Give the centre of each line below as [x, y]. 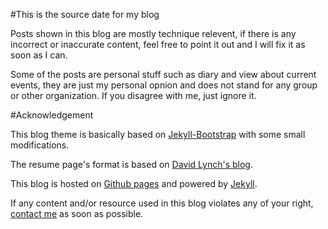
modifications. [40, 145]
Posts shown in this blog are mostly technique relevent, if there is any [153, 33]
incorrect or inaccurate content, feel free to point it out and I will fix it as [158, 44]
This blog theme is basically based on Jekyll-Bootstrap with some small [158, 134]
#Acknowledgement [52, 115]
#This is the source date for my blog [85, 14]
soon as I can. [39, 55]
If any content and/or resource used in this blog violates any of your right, [162, 203]
